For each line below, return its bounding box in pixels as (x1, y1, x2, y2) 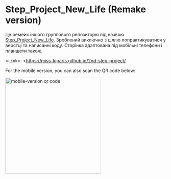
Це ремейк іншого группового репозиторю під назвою (5, 31, 125, 37)
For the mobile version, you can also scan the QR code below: (5, 68, 136, 74)
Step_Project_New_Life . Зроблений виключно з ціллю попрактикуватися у (5, 37, 166, 43)
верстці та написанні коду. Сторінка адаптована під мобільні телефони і (5, 42, 162, 48)
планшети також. (5, 48, 43, 54)
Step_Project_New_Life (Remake (5, 4, 146, 15)
